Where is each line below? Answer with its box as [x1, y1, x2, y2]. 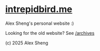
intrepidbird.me [5, 4, 73, 15]
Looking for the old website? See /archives [5, 30, 95, 36]
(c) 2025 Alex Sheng [5, 39, 48, 46]
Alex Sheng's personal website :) [5, 20, 74, 26]
